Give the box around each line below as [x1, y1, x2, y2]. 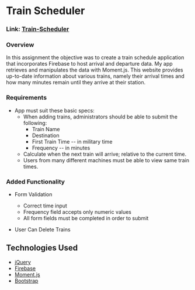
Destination [32, 132, 60, 139]
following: [23, 119, 47, 127]
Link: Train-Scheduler [6, 25, 69, 33]
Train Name [32, 125, 60, 132]
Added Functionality [6, 178, 65, 186]
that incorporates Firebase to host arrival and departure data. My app [6, 60, 173, 67]
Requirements [6, 94, 47, 102]
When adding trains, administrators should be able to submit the [23, 113, 178, 120]
